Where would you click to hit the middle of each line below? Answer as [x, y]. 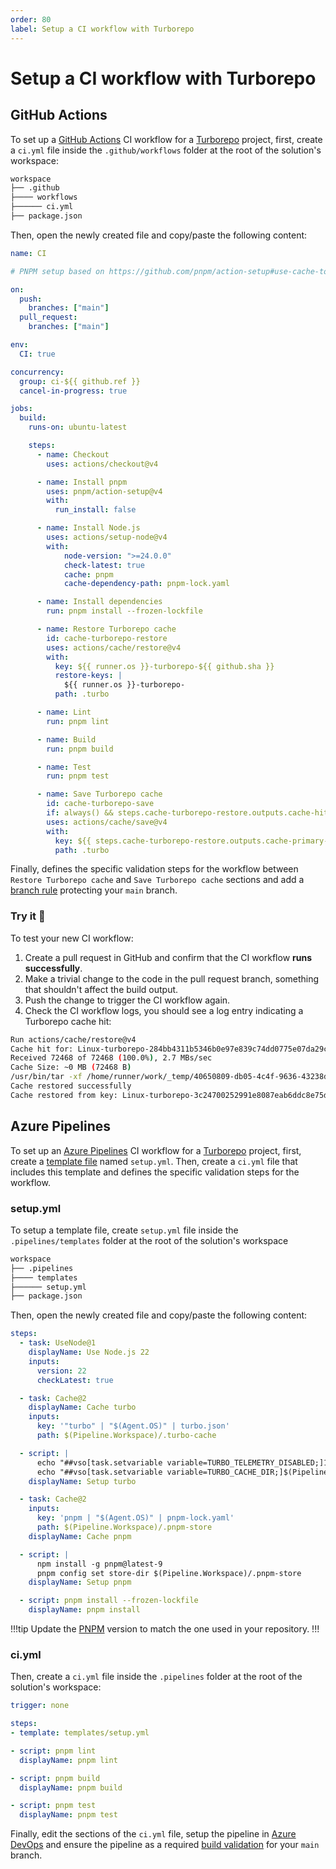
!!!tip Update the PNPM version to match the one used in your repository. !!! [165, 1629]
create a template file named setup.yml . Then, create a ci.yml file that [154, 1161]
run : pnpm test [78, 776]
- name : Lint [64, 712]
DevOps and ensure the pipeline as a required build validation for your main [165, 1845]
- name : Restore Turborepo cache [106, 629]
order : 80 [31, 19]
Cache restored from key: [64, 1095]
